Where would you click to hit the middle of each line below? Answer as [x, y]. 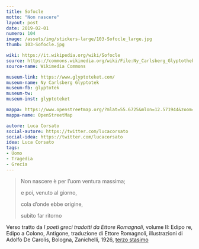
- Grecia [17, 164]
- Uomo [14, 153]
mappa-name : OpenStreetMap [39, 115]
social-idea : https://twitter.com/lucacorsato [65, 137]
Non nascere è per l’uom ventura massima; [73, 181]
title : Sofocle [25, 12]
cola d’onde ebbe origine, [52, 204]
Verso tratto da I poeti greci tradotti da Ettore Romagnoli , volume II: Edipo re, [99, 227]
